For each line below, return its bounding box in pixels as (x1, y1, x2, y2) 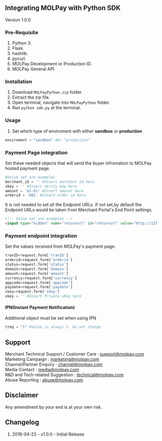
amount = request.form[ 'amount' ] (5, 271, 69, 276)
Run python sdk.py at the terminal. (12, 105, 81, 111)
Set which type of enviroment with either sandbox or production (12, 128, 143, 134)
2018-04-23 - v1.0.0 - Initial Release (12, 431, 85, 437)
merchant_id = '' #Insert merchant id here (5, 179, 95, 184)
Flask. (12, 45, 24, 51)
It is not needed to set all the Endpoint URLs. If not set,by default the (5, 202, 142, 208)
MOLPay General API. (12, 66, 56, 72)
